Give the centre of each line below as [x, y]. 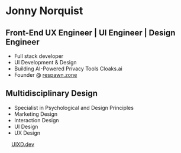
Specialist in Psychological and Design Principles [74, 108]
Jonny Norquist [44, 11]
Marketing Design [35, 114]
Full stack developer [39, 56]
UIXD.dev [23, 144]
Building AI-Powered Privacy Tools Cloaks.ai [68, 69]
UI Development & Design [46, 62]
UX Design [27, 133]
